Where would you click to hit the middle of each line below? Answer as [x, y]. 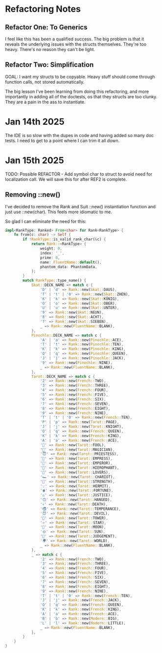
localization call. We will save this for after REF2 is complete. [66, 179]
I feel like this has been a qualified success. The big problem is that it [75, 39]
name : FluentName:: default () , [71, 262]
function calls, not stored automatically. [45, 82]
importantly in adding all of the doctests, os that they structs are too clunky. [81, 96]
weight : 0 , [51, 249]
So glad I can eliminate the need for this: [46, 221]
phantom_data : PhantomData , [69, 267]
